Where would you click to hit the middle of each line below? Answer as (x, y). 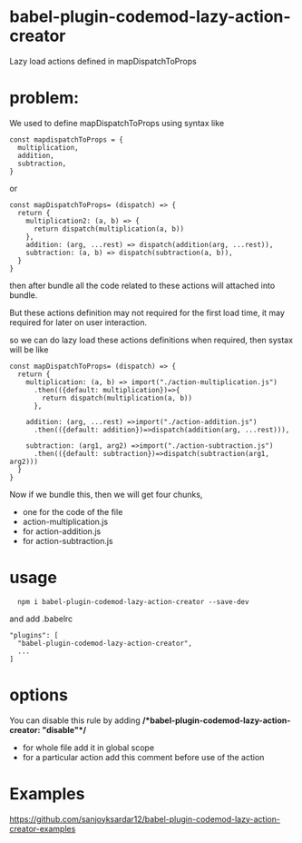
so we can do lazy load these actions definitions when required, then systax (151, 340)
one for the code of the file (73, 511)
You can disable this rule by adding (75, 720)
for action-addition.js (62, 531)
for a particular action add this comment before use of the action (143, 757)
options (39, 695)
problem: (44, 98)
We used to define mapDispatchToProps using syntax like (117, 123)
